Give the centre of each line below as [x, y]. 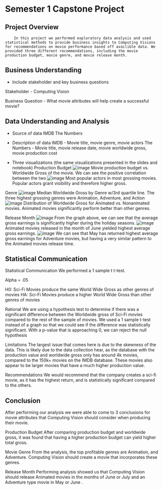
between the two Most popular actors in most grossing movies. [84, 178]
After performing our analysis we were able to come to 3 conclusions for [78, 412]
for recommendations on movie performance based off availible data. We [80, 47]
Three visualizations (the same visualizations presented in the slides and [85, 163]
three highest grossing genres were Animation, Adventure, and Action [75, 198]
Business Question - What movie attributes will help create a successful [77, 101]
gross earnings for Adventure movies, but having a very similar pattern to [78, 238]
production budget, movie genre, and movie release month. [66, 55]
